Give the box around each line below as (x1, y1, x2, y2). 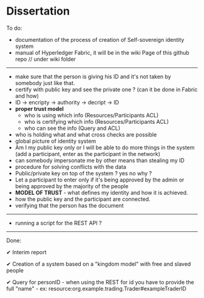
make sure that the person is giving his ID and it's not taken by (15, 73, 171, 80)
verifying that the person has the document (15, 201, 124, 209)
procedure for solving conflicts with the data (15, 163, 126, 171)
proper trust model (15, 105, 64, 112)
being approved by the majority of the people (15, 182, 129, 189)
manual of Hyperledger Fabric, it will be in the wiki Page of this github (15, 49, 189, 56)
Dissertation (6, 4, 70, 18)
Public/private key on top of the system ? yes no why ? (15, 169, 152, 177)
